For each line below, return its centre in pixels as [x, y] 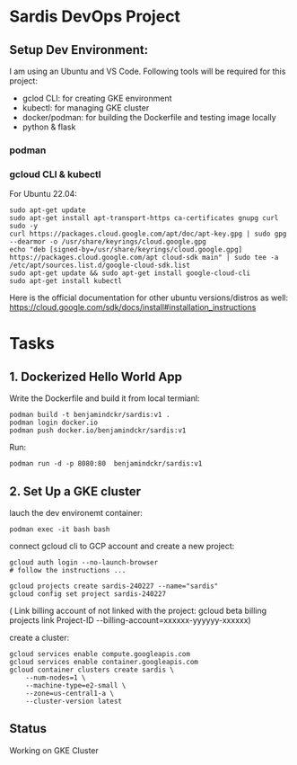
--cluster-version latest [74, 702]
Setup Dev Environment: [79, 50]
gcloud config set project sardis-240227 [88, 594]
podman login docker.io [54, 423]
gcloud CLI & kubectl [55, 174]
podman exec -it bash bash [60, 529]
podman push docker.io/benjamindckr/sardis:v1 [98, 431]
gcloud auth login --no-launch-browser [84, 563]
